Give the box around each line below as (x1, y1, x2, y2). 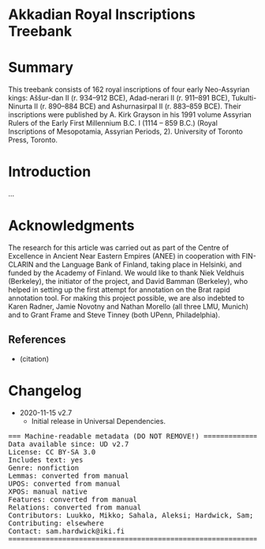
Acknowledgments (8, 217, 136, 235)
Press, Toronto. (8, 135, 58, 145)
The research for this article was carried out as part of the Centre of (8, 243, 230, 252)
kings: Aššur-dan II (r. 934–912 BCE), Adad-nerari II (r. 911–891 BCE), (8, 93, 230, 103)
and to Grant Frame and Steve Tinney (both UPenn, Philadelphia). (8, 310, 221, 320)
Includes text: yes (8, 455, 84, 464)
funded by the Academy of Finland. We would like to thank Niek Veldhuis (8, 268, 244, 278)
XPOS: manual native (8, 487, 88, 496)
